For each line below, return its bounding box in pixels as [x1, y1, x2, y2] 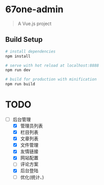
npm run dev [5, 67, 31, 73]
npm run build [5, 82, 36, 87]
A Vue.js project [17, 20, 52, 27]
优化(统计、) [20, 174, 44, 180]
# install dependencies [5, 49, 56, 54]
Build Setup [5, 35, 43, 44]
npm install [5, 54, 31, 59]
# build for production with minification [5, 77, 97, 82]
